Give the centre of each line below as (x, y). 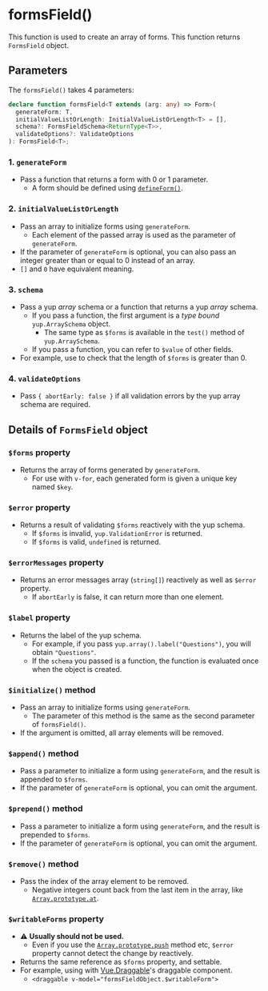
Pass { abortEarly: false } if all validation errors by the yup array (130, 396)
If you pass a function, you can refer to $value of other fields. (132, 349)
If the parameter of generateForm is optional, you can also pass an (128, 252)
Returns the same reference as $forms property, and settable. (121, 962)
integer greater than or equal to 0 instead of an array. (108, 260)
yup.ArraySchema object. (71, 324)
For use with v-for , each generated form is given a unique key (134, 478)
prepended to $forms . (55, 834)
